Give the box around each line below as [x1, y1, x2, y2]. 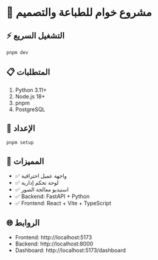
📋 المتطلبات [6, 67, 50, 78]
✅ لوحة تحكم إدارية [15, 179, 59, 186]
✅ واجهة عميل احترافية [15, 173, 67, 180]
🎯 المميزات [6, 156, 44, 166]
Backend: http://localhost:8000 [15, 240, 94, 247]
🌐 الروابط [6, 217, 40, 228]
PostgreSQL [15, 106, 46, 113]
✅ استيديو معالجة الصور [15, 186, 69, 193]
